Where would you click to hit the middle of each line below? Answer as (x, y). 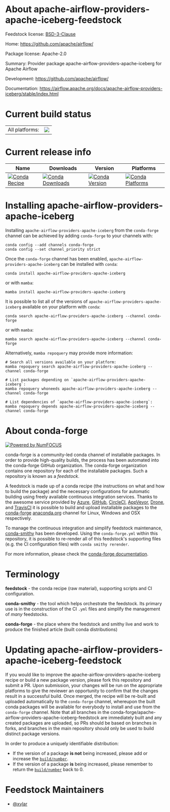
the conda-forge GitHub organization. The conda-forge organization (76, 465)
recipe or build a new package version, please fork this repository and (78, 680)
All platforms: (24, 129)
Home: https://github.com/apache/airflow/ (49, 43)
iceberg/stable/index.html (32, 94)
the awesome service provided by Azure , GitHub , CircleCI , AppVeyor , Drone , (85, 502)
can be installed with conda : (89, 264)
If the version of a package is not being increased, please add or (80, 753)
